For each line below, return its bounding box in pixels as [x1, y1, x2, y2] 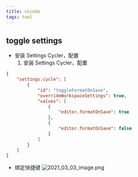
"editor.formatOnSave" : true [58, 109, 130, 115]
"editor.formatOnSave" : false [58, 125, 132, 132]
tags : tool [6, 14, 33, 20]
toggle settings [6, 36, 63, 46]
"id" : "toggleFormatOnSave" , [37, 87, 109, 93]
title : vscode [6, 8, 41, 15]
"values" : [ [37, 98, 67, 104]
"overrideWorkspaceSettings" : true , [37, 93, 127, 98]
